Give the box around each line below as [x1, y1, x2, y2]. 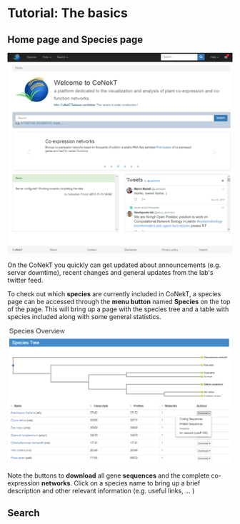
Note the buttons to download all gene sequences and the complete [7, 471, 210, 480]
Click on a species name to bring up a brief [74, 478, 201, 487]
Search [7, 507, 41, 519]
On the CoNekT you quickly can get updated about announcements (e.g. [7, 261, 221, 269]
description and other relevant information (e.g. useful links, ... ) [7, 486, 195, 495]
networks [41, 478, 71, 487]
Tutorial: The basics [7, 5, 129, 21]
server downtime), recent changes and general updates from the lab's [7, 268, 214, 277]
